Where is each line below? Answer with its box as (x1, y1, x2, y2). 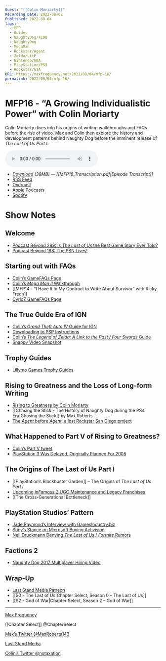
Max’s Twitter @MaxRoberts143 (5, 631, 70, 637)
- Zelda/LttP (9, 53, 37, 58)
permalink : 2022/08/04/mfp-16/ (5, 76, 70, 81)
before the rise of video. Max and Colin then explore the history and (5, 130, 143, 136)
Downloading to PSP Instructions (12, 329, 80, 335)
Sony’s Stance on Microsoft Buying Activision (12, 527, 105, 533)
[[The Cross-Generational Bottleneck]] (12, 494, 91, 500)
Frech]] (12, 291, 28, 297)
